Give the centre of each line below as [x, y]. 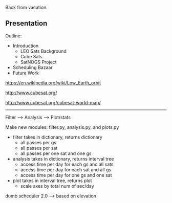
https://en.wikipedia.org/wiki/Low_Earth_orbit [53, 83]
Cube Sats [31, 56]
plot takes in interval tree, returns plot [52, 181]
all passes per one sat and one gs [56, 153]
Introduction [26, 46]
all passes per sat [39, 148]
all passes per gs [38, 142]
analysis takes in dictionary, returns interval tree [63, 159]
